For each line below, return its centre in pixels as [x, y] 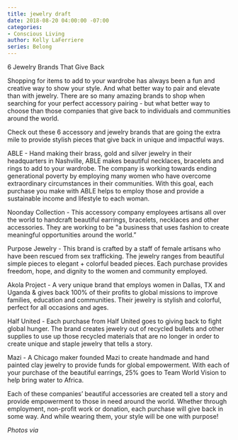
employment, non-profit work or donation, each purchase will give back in [115, 409]
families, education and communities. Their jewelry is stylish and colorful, [114, 300]
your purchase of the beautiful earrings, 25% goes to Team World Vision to [117, 372]
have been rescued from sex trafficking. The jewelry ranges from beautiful [116, 256]
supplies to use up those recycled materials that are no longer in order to [113, 336]
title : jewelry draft [39, 14]
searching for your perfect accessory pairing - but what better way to [109, 103]
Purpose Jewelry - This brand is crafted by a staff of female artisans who [114, 248]
